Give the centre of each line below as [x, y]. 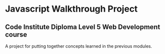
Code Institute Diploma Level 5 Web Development [83, 27]
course [16, 34]
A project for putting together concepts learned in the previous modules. [79, 46]
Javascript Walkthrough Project [71, 9]
